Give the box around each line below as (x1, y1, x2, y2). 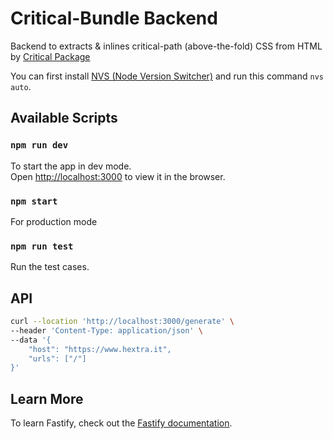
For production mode (10, 215, 98, 227)
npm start (10, 195, 58, 207)
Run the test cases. (10, 261, 90, 273)
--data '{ (10, 335, 52, 345)
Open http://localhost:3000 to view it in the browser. (10, 170, 226, 182)
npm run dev (10, 140, 69, 151)
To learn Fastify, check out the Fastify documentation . (10, 417, 233, 429)
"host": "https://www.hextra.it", (28, 344, 172, 354)
